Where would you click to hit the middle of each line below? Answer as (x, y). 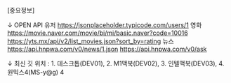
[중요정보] (21, 10)
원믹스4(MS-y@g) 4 (36, 72)
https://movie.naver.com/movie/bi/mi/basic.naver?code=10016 (98, 33)
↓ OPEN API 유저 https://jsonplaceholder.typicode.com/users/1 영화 (105, 25)
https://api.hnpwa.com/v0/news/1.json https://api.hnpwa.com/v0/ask (107, 49)
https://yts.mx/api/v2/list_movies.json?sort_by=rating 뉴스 (91, 41)
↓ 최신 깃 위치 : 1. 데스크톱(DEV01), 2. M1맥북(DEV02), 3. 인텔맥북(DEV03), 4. (116, 63)
